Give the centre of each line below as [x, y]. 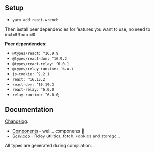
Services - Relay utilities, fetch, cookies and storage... [66, 136]
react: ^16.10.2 [29, 79]
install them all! [20, 34]
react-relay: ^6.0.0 [33, 89]
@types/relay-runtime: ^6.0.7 [43, 69]
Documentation [29, 110]
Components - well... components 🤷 [48, 131]
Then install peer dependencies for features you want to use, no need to [77, 29]
